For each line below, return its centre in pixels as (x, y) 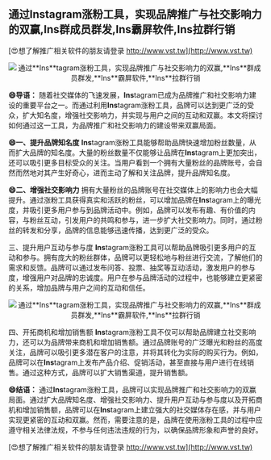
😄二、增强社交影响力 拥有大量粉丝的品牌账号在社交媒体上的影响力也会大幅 (133, 190)
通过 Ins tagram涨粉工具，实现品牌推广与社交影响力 (135, 15)
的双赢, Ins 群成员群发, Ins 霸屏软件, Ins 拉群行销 (122, 29)
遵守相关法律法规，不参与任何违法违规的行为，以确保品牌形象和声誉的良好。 (135, 429)
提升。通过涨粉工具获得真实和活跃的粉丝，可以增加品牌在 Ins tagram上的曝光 (135, 199)
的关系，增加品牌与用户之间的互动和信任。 (79, 287)
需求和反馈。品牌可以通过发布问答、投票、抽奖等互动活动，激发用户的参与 (132, 267)
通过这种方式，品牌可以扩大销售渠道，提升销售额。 (107, 372)
